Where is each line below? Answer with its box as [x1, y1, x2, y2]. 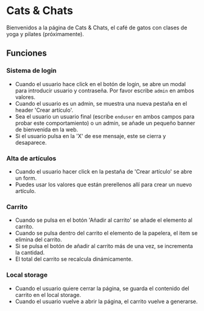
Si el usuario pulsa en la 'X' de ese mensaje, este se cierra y [15, 132, 166, 139]
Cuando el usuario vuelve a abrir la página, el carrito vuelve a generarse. [15, 298, 198, 305]
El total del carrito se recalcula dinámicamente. [15, 255, 133, 263]
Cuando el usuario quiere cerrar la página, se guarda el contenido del [15, 285, 190, 292]
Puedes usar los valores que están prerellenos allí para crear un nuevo [15, 181, 192, 188]
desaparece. [15, 139, 47, 146]
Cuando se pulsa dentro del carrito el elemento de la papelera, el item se [15, 230, 198, 237]
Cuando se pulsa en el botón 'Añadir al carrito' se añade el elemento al [15, 216, 193, 224]
